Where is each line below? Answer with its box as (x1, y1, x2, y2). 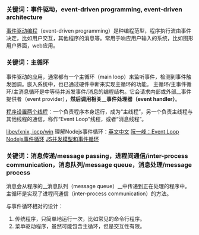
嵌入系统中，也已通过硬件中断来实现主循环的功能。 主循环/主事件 (26, 80, 187, 87)
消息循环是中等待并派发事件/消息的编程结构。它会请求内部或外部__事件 (18, 88, 192, 95)
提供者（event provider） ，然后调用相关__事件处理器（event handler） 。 (6, 95, 181, 102)
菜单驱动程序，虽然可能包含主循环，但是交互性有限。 (14, 223, 146, 230)
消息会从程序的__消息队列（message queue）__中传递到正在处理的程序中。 (6, 182, 190, 189)
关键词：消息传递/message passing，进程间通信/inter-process (6, 151, 188, 160)
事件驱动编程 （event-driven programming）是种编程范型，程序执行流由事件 (6, 27, 192, 34)
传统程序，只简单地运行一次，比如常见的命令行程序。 (14, 215, 146, 222)
